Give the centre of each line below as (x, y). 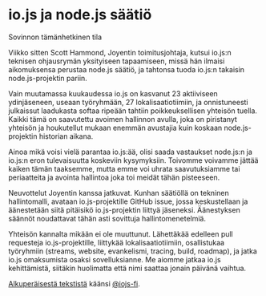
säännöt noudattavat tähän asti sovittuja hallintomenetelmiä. (107, 218)
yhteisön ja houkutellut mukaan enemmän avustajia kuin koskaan (115, 128)
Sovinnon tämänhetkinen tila (55, 37)
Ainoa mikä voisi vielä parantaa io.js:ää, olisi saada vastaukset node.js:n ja (130, 152)
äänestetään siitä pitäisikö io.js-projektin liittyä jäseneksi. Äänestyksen (124, 209)
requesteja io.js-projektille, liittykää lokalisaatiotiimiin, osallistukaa (117, 242)
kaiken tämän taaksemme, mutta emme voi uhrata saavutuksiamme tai (124, 168)
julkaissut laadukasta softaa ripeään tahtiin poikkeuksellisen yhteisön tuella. (133, 111)
